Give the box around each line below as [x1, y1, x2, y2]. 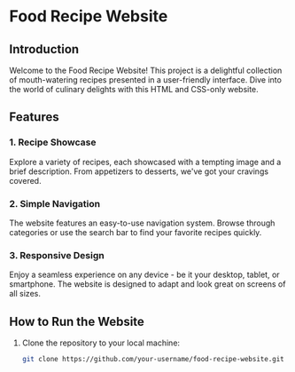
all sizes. [9, 289, 42, 299]
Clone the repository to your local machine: [21, 337, 180, 348]
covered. [9, 175, 42, 186]
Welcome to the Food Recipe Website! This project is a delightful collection [9, 65, 283, 75]
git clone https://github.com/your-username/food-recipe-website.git [21, 355, 285, 364]
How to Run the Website [9, 313, 144, 329]
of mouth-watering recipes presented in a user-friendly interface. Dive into [9, 75, 282, 85]
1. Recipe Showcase [9, 136, 97, 148]
